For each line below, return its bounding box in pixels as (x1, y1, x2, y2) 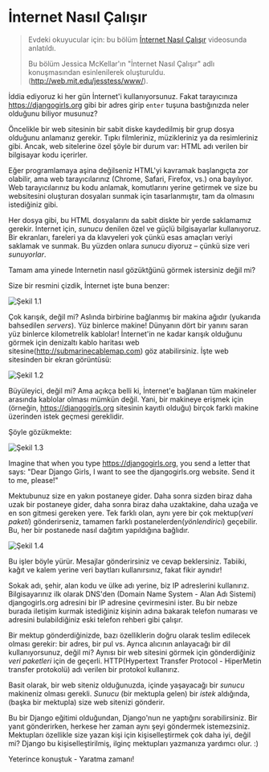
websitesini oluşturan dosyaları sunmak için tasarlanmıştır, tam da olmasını (8, 191, 255, 200)
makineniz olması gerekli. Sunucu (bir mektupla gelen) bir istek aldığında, (8, 688, 251, 698)
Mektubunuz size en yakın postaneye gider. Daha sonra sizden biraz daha (8, 491, 253, 501)
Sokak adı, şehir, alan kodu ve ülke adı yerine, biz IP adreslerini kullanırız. (8, 580, 250, 590)
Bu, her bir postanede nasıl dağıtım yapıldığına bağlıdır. (8, 525, 190, 535)
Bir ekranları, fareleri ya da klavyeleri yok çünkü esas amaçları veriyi (8, 232, 233, 242)
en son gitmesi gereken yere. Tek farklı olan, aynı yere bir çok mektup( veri (8, 508, 254, 518)
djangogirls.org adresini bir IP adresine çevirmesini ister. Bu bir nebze (8, 597, 238, 607)
